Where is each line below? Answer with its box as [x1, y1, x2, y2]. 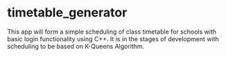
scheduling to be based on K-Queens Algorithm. [7, 42, 145, 50]
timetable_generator [7, 5, 128, 21]
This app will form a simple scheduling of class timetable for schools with [7, 27, 217, 36]
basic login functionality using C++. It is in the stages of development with [7, 34, 220, 43]
